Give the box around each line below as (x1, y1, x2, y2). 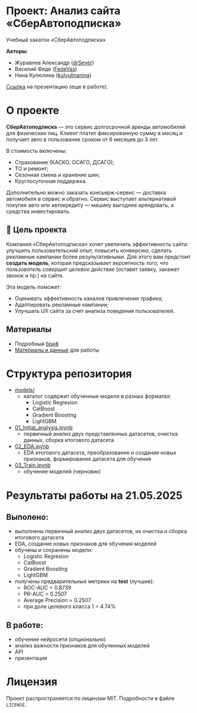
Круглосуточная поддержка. (14, 177, 87, 184)
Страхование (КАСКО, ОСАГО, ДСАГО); (14, 158, 115, 166)
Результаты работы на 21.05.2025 (6, 489, 183, 502)
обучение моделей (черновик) (23, 468, 101, 475)
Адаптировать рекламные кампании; (14, 301, 109, 308)
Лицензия (6, 675, 58, 689)
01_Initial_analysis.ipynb (14, 424, 73, 431)
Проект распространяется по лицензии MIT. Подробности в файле (6, 695, 175, 702)
